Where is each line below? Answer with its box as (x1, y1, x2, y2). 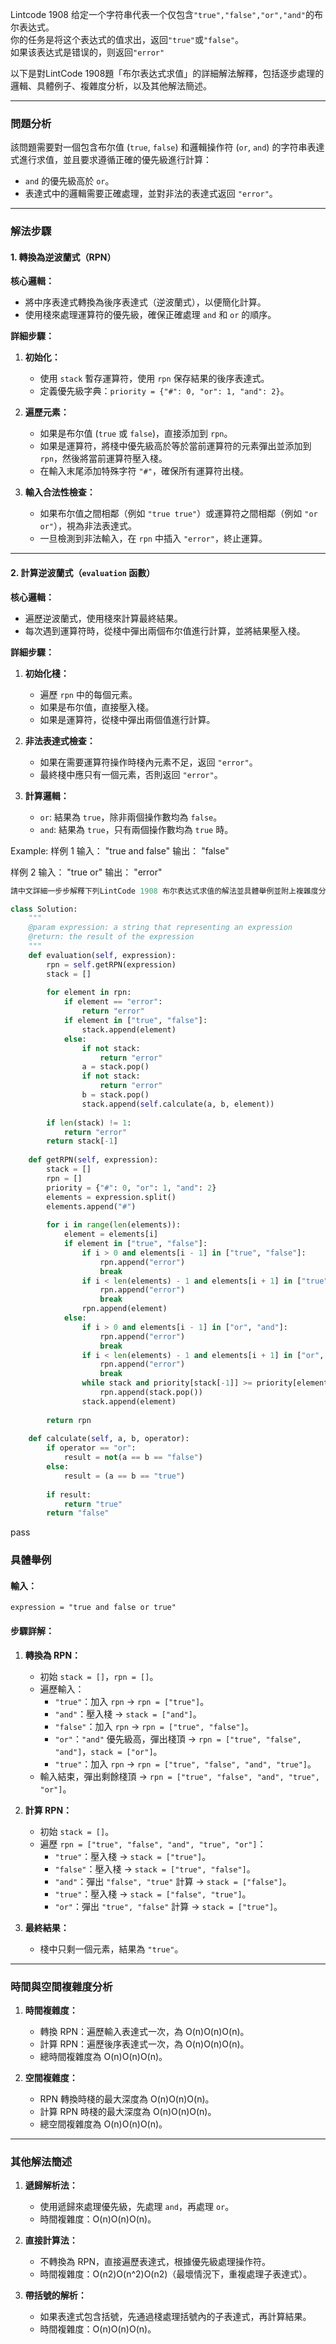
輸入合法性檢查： (24, 486, 96, 498)
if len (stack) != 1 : (46, 1118, 132, 1128)
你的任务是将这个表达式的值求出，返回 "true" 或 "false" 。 (10, 34, 245, 45)
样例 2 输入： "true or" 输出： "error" (10, 866, 163, 878)
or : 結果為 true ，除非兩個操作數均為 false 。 (39, 811, 223, 823)
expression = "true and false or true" (10, 1603, 177, 1613)
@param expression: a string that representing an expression (28, 923, 293, 933)
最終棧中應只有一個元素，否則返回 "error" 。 (39, 768, 223, 780)
